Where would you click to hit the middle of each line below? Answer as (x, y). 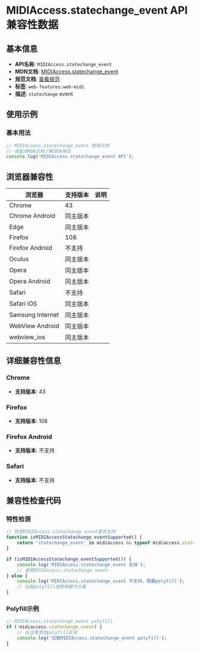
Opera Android (30, 282)
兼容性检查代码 (34, 501)
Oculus (19, 259)
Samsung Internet (34, 315)
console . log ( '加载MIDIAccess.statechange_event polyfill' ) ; (92, 638)
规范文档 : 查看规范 (37, 79)
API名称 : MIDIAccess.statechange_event (63, 64)
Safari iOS (23, 304)
